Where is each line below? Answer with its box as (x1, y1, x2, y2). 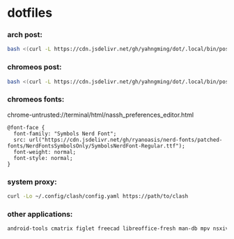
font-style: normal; (13, 154, 73, 161)
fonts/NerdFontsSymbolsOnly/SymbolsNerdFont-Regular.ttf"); (7, 142, 186, 150)
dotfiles (7, 5, 53, 21)
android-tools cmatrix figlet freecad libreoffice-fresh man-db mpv (7, 225, 210, 232)
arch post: (7, 30, 43, 40)
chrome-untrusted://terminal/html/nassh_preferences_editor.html (7, 110, 194, 119)
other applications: (7, 209, 73, 219)
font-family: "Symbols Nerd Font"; (13, 130, 117, 137)
